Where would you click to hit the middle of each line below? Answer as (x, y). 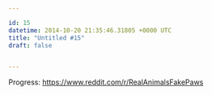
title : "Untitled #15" (47, 38)
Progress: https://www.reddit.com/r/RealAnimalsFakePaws (106, 82)
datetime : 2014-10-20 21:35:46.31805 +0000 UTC (90, 30)
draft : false (30, 45)
